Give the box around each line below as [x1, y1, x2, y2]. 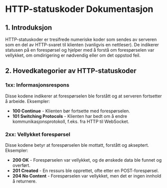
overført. [12, 162, 31, 168]
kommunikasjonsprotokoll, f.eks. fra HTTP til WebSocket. [12, 118, 130, 124]
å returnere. [12, 178, 37, 184]
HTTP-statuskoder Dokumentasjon [5, 3, 154, 15]
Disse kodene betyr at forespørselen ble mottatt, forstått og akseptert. [5, 142, 150, 148]
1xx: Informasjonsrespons [5, 82, 70, 89]
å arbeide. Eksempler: [5, 98, 50, 104]
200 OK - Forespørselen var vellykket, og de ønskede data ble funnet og [12, 157, 162, 163]
